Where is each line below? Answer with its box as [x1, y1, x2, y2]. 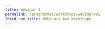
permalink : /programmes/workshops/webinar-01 [5, 12, 100, 17]
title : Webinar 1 [5, 7, 41, 12]
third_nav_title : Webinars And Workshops [5, 16, 92, 21]
